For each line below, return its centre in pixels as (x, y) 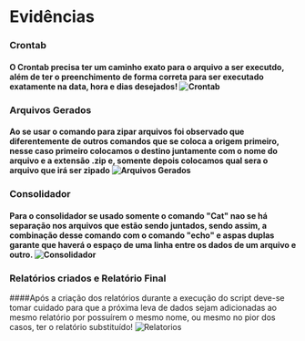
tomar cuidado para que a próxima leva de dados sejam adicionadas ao (143, 308)
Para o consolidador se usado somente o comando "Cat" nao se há (139, 215)
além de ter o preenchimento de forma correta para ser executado (137, 77)
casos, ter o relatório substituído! (71, 327)
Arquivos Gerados (51, 109)
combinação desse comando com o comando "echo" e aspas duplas (142, 235)
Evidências (52, 17)
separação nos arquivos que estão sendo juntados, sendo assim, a (138, 225)
